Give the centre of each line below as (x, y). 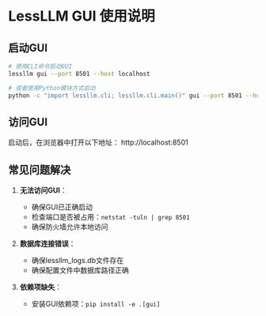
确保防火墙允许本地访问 (70, 227)
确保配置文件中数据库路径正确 (80, 270)
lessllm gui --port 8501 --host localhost (79, 73)
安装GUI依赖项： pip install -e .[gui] (96, 304)
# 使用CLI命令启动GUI (40, 66)
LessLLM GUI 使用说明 (82, 16)
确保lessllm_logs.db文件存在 (78, 261)
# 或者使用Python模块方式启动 (52, 88)
